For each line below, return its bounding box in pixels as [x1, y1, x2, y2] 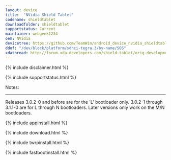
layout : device [5, 7, 38, 13]
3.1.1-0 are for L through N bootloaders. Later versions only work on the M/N [5, 104, 165, 110]
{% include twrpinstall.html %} [5, 139, 70, 146]
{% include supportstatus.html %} [5, 74, 77, 80]
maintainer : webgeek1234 [5, 31, 58, 36]
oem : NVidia [5, 36, 31, 41]
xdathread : [5, 50, 28, 55]
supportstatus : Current [5, 27, 56, 32]
